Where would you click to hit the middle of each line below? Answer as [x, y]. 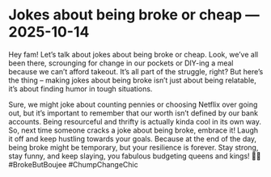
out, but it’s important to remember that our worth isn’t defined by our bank [133, 113]
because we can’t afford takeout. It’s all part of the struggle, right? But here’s [136, 71]
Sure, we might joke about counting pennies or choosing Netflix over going [133, 104]
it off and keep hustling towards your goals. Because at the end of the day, [133, 138]
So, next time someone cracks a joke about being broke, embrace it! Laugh [133, 130]
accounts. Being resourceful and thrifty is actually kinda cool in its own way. [135, 121]
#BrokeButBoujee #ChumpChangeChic [74, 164]
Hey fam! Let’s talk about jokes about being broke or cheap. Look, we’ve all [133, 54]
